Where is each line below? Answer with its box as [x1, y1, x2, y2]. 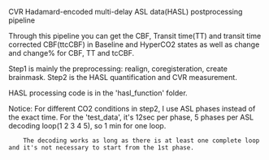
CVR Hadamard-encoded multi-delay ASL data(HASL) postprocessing [8, 7, 243, 16]
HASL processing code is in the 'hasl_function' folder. [8, 88, 189, 98]
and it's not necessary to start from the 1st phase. [8, 144, 195, 152]
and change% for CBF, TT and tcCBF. [8, 48, 135, 57]
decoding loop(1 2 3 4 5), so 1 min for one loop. [8, 121, 167, 130]
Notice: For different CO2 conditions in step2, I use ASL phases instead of [8, 104, 256, 113]
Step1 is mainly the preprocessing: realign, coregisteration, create [8, 64, 228, 74]
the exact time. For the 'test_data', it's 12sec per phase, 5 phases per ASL [8, 112, 254, 122]
